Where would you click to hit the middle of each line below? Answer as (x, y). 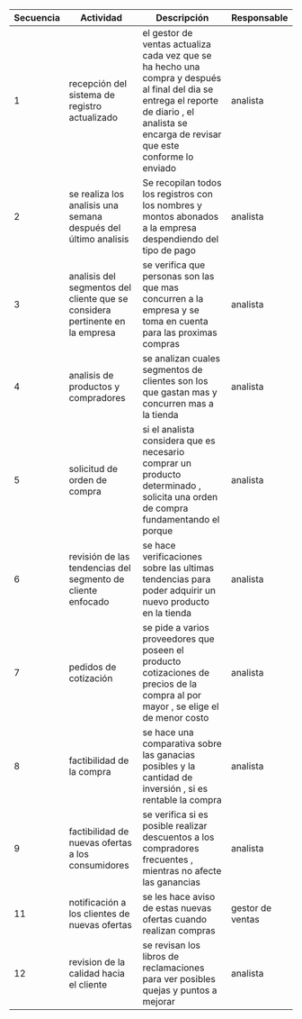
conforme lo (168, 157)
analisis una (94, 205)
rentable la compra (182, 800)
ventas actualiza (177, 44)
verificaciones (172, 556)
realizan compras (179, 930)
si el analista (169, 429)
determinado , (172, 486)
